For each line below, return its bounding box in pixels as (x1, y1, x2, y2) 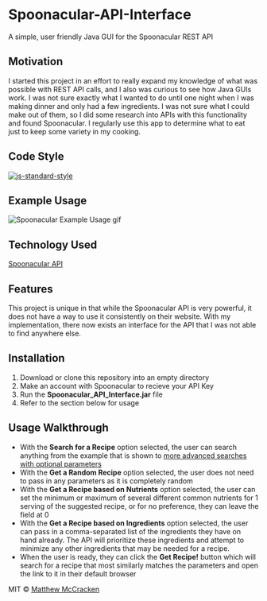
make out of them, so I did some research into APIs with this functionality (8, 110, 248, 119)
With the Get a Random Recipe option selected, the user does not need (19, 467, 254, 477)
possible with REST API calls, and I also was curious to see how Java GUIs (8, 84, 252, 94)
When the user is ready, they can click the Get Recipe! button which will (19, 552, 257, 561)
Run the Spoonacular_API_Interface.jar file (19, 390, 163, 399)
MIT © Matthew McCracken (8, 584, 100, 594)
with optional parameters (19, 459, 102, 468)
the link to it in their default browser (19, 568, 137, 578)
